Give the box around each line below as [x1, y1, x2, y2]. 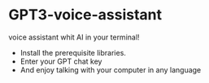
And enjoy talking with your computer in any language [20, 64, 202, 74]
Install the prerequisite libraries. [20, 48, 126, 57]
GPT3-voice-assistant [8, 6, 163, 24]
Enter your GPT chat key [20, 56, 102, 66]
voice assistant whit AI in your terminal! [8, 32, 140, 42]
